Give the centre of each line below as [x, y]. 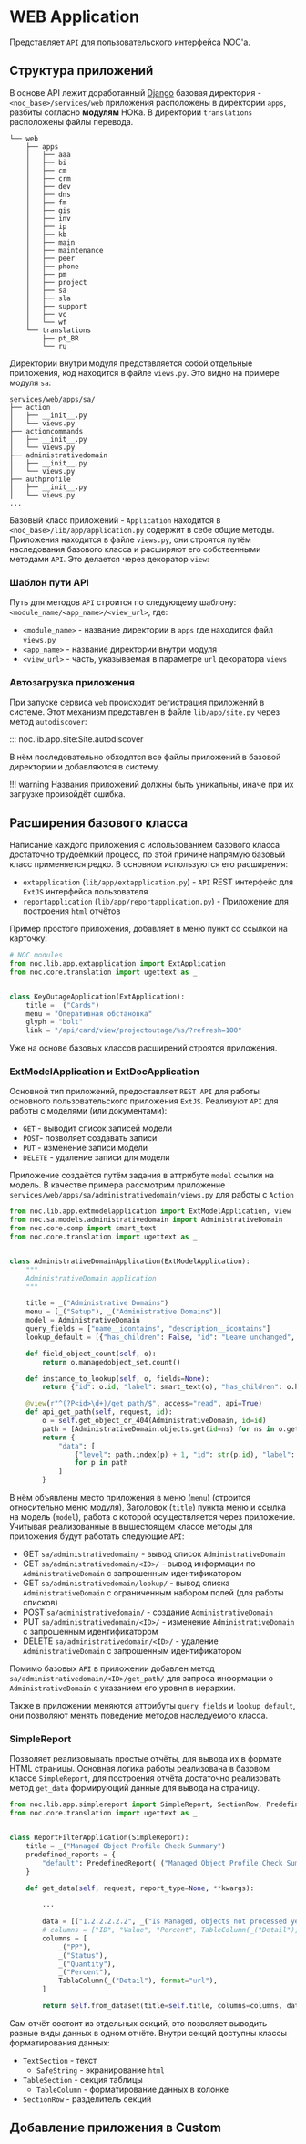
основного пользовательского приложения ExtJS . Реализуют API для [144, 1101]
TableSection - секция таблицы [82, 2079]
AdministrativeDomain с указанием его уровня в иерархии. [122, 1688]
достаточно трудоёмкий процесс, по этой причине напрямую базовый [147, 854]
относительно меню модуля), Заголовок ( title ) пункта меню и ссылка [148, 1507]
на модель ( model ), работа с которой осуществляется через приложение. [153, 1517]
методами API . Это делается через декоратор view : [109, 559]
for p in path [101, 1463]
